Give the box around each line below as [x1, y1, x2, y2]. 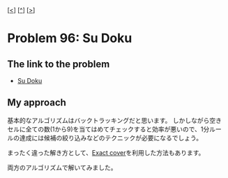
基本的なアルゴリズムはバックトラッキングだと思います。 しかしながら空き [7, 116, 222, 124]
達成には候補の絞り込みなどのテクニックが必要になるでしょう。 [19, 133, 203, 142]
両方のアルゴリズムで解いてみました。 [7, 163, 117, 172]
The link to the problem [7, 58, 110, 70]
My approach [7, 97, 66, 109]
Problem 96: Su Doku [7, 31, 132, 46]
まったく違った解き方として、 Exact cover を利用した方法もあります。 [7, 148, 205, 156]
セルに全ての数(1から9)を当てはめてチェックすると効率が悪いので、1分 [7, 125, 210, 133]
